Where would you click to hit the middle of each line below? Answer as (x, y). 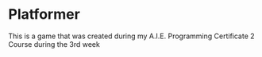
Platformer (44, 14)
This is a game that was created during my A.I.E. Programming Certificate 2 (132, 36)
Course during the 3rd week (54, 44)
